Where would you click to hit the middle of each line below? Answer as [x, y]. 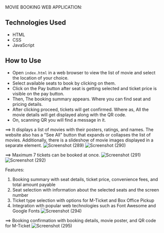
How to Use [23, 61]
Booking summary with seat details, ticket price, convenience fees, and [85, 179]
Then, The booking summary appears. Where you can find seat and [82, 99]
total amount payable [34, 185]
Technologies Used [35, 23]
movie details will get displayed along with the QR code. [69, 115]
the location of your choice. [40, 78]
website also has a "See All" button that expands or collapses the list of [78, 135]
